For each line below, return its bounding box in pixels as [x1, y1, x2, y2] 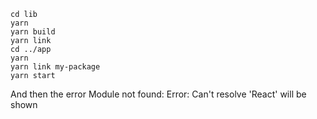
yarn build [10, 27, 56, 37]
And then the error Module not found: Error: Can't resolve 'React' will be [10, 88, 307, 100]
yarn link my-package [10, 62, 101, 72]
